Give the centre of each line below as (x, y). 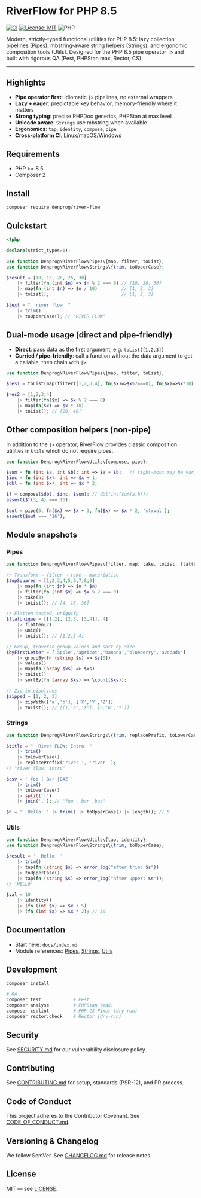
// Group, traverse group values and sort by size (71, 647)
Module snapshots (42, 534)
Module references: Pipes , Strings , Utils (64, 951)
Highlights (26, 83)
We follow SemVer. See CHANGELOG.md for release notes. (79, 1156)
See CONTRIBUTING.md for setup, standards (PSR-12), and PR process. (95, 1083)
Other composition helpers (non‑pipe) (79, 430)
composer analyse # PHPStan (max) (60, 1005)
